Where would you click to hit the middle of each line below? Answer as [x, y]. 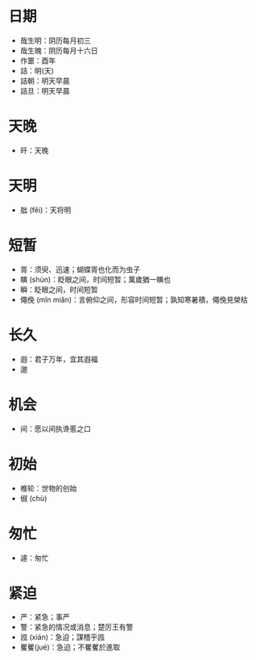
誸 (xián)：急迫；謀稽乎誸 [62, 637]
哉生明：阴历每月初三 [55, 40]
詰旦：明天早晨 [45, 90]
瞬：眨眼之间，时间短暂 [59, 289]
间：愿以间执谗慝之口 [55, 428]
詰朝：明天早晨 [45, 81]
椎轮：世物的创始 [48, 488]
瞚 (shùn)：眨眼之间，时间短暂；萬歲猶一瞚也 [95, 279]
